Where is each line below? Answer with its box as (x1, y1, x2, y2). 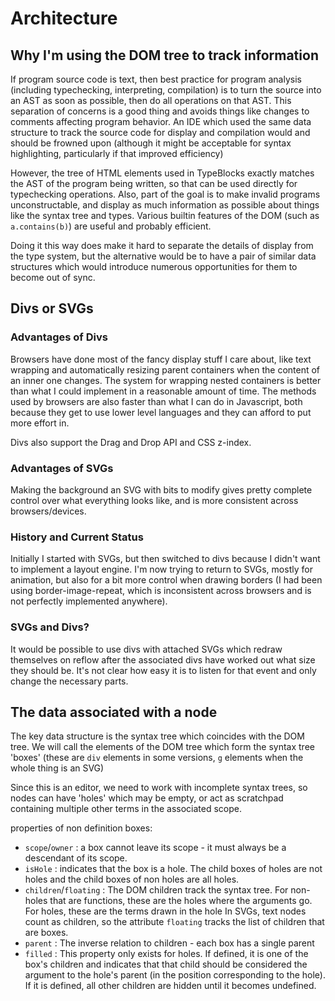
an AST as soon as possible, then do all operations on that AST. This (10, 95, 292, 106)
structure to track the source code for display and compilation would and (10, 127, 311, 138)
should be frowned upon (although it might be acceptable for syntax (10, 137, 292, 149)
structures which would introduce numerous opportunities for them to (10, 261, 298, 272)
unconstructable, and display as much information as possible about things (10, 199, 320, 211)
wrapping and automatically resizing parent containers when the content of (10, 363, 321, 376)
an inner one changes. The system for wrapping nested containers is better (10, 374, 322, 386)
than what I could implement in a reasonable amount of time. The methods (10, 385, 317, 397)
